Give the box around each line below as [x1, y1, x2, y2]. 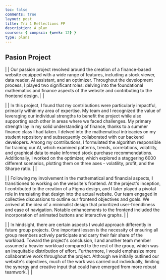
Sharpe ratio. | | [5, 166, 37, 171]
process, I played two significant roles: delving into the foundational [5, 82, 144, 88]
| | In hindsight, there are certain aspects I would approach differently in [5, 222, 152, 227]
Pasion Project [5, 53, 51, 62]
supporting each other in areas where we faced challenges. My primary [5, 118, 152, 124]
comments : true [5, 12, 37, 17]
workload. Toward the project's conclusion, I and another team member [5, 237, 152, 243]
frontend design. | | [5, 93, 45, 99]
